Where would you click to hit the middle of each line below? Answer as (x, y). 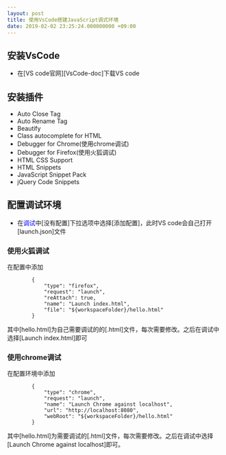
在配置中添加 (25, 267)
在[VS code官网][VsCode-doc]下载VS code (78, 73)
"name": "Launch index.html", (87, 304)
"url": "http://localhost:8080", (91, 411)
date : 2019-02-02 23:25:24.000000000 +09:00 (72, 26)
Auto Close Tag (39, 114)
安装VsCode (34, 55)
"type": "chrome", (70, 393)
